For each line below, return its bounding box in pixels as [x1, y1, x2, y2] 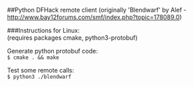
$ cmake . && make [7, 54, 59, 61]
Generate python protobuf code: [7, 47, 98, 55]
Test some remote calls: [7, 66, 74, 74]
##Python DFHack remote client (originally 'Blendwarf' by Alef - [7, 6, 187, 14]
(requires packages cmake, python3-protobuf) [7, 34, 138, 42]
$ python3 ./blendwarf [7, 73, 72, 80]
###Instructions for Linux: [7, 27, 80, 34]
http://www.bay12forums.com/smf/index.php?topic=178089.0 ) [7, 13, 182, 21]
